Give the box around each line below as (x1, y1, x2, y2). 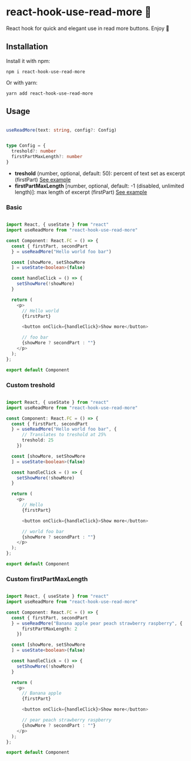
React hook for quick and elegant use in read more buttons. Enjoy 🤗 (6, 25, 169, 32)
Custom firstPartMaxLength (6, 575, 88, 583)
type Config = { (6, 143, 46, 149)
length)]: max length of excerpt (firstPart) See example (14, 188, 148, 196)
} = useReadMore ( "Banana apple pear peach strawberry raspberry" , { (11, 620, 183, 626)
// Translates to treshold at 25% (21, 432, 107, 438)
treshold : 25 (21, 437, 54, 443)
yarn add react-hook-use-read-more (6, 90, 93, 96)
